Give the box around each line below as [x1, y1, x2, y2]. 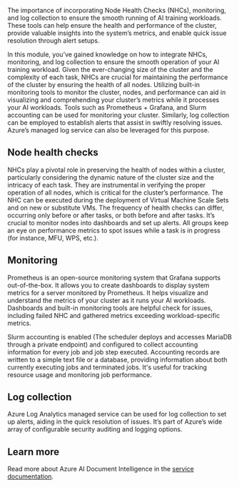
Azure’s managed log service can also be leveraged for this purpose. [7, 126, 210, 134]
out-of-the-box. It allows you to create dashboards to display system [7, 281, 210, 289]
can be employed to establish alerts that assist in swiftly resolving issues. [7, 118, 223, 127]
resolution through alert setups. [7, 36, 100, 45]
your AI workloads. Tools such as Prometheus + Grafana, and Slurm [7, 103, 207, 111]
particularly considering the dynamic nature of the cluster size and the [7, 173, 214, 181]
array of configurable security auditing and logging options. [7, 425, 183, 434]
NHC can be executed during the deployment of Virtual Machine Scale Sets [7, 195, 230, 204]
